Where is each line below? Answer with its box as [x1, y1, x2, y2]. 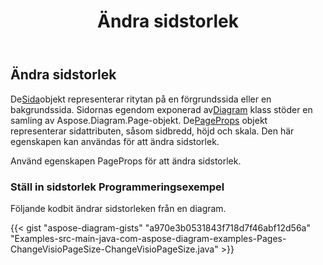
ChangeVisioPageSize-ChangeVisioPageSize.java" [10, 243, 219, 255]
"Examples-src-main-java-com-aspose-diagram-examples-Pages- [10, 232, 287, 244]
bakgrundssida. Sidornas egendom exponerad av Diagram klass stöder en [10, 103, 313, 115]
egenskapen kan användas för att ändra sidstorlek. [10, 135, 220, 147]
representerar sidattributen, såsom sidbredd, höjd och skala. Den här [10, 125, 295, 137]
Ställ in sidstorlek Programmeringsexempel [10, 180, 225, 194]
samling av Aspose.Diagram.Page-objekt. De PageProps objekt [10, 114, 268, 126]
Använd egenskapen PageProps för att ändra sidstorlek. [10, 155, 242, 167]
